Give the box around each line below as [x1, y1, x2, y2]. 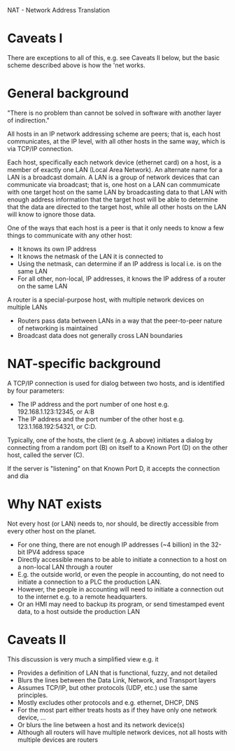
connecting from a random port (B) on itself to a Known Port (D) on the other [7, 443, 228, 451]
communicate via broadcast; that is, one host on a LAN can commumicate [7, 180, 220, 188]
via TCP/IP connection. [7, 144, 73, 153]
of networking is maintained [17, 323, 98, 332]
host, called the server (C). [7, 451, 85, 459]
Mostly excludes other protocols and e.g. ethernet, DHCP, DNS [17, 698, 199, 706]
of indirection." [7, 115, 50, 125]
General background [7, 85, 129, 101]
